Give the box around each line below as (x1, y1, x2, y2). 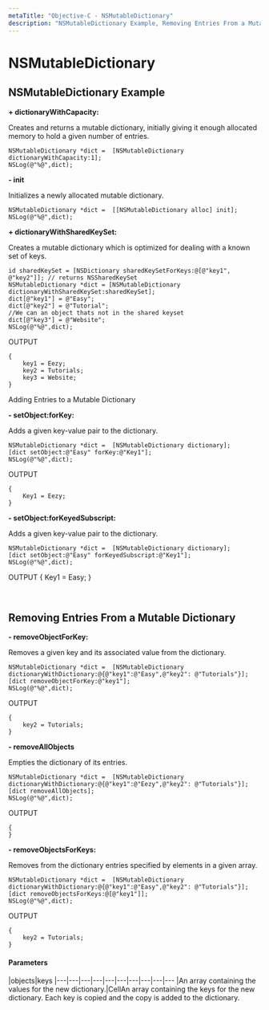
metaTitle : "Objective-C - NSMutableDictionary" (8, 11, 174, 20)
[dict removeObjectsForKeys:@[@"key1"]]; (8, 890, 149, 898)
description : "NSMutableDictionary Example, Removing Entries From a (8, 19, 246, 27)
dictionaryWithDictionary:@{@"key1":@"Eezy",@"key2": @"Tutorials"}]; (8, 780, 249, 788)
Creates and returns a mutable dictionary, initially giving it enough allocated (8, 122, 258, 132)
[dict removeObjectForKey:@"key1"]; (8, 678, 130, 686)
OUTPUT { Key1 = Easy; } (8, 572, 92, 582)
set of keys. (8, 250, 47, 261)
